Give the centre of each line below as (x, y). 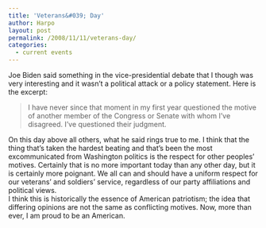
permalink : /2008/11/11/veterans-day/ (72, 38)
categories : (28, 45)
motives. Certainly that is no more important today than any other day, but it (132, 165)
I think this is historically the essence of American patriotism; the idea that (129, 199)
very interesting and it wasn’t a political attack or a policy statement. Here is (132, 83)
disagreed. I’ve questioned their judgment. (97, 124)
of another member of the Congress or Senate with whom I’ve (129, 116)
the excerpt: (28, 92)
